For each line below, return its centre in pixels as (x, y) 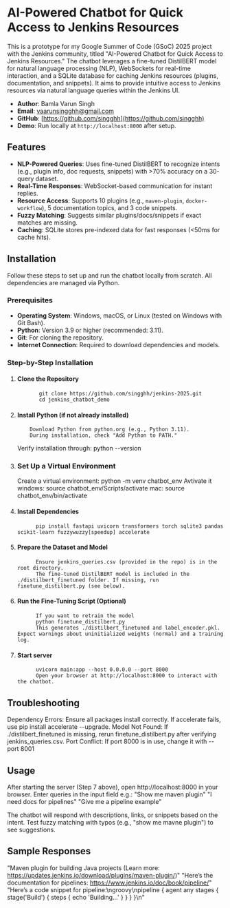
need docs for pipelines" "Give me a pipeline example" (84, 801)
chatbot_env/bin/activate (52, 496)
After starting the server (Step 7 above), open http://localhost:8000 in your (113, 787)
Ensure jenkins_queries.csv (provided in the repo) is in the (126, 562)
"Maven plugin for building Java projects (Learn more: (83, 868)
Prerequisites (30, 300)
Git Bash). (31, 322)
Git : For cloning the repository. (60, 337)
